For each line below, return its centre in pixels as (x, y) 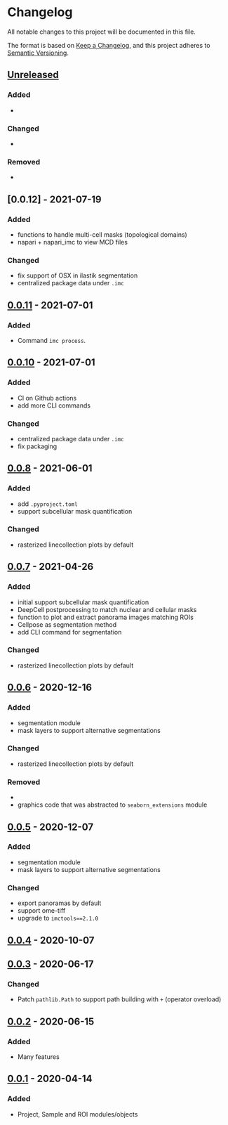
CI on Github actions (47, 398)
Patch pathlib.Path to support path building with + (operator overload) (119, 999)
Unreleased (33, 75)
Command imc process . (52, 340)
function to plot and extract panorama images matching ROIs (106, 617)
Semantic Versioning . (38, 53)
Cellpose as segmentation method (67, 624)
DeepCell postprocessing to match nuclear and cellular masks (107, 609)
